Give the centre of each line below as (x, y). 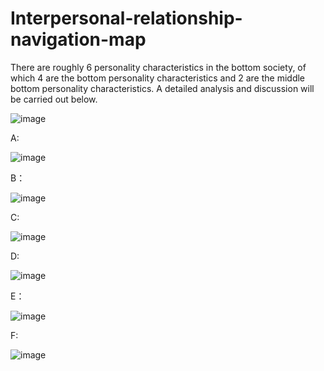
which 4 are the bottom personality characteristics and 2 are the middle (158, 78)
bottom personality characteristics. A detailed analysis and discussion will (162, 88)
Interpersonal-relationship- (126, 18)
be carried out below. (54, 99)
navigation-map (78, 39)
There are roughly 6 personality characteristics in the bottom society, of (158, 67)
